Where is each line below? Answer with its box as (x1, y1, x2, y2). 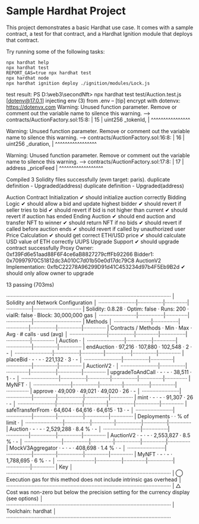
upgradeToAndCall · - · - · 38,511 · (110, 368, 192, 375)
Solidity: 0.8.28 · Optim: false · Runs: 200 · (86, 305, 189, 312)
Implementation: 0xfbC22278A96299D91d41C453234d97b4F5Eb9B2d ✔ (6, 263, 186, 270)
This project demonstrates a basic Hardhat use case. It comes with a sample (6, 24, 194, 31)
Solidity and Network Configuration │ (6, 299, 97, 306)
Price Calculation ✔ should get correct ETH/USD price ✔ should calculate (6, 231, 186, 239)
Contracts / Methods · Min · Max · (110, 324, 192, 331)
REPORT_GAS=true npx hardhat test (6, 70, 92, 76)
